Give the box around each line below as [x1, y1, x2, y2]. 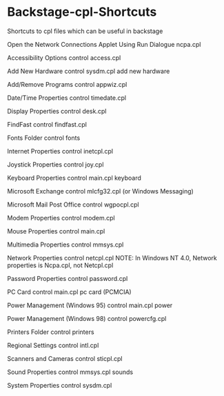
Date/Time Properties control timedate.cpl [7, 94, 126, 102]
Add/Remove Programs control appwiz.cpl [7, 80, 128, 88]
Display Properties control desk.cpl [7, 107, 107, 115]
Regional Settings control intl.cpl [7, 341, 99, 349]
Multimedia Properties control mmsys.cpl [7, 240, 124, 249]
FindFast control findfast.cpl [7, 120, 88, 128]
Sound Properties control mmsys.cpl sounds [7, 368, 133, 376]
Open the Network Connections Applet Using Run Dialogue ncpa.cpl [7, 40, 201, 48]
